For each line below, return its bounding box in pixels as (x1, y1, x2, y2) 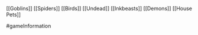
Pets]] (6, 11, 21, 18)
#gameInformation (6, 23, 51, 29)
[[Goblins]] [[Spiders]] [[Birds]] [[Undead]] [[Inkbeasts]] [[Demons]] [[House (6, 5, 193, 12)
